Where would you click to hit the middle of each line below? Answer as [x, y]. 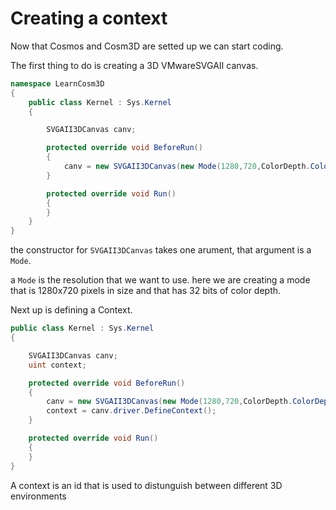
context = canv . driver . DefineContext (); [131, 411]
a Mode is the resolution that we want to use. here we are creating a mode [160, 280]
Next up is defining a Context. [71, 310]
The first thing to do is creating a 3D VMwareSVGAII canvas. [134, 65]
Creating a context [89, 18]
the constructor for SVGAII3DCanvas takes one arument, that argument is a [161, 250]
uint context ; [57, 365]
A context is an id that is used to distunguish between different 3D [146, 485]
